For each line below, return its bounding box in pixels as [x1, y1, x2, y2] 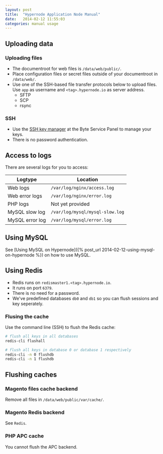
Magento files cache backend [5, 385, 78, 392]
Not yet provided [50, 200, 90, 207]
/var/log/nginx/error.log [50, 193, 112, 199]
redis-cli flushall [5, 338, 45, 343]
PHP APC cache [5, 433, 44, 440]
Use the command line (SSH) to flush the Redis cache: [5, 324, 116, 330]
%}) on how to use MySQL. [35, 252, 91, 258]
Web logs [7, 185, 30, 192]
